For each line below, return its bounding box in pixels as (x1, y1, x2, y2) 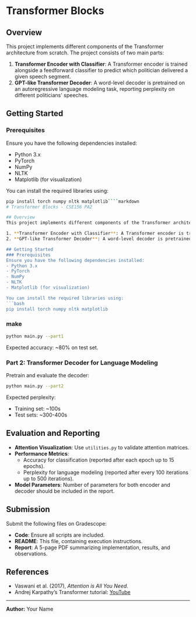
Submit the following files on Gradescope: (6, 520, 107, 527)
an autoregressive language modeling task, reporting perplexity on (14, 86, 175, 92)
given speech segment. (14, 73, 71, 80)
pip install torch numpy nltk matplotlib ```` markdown (6, 198, 140, 204)
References (6, 567, 49, 577)
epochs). (23, 462, 45, 469)
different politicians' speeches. (14, 92, 89, 98)
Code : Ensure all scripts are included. (14, 531, 105, 538)
